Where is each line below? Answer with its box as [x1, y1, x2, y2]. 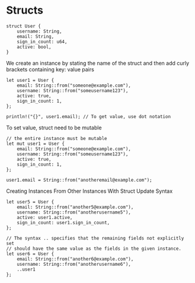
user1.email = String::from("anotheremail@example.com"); [6, 177, 152, 183]
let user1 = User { [6, 77, 55, 83]
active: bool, [17, 44, 52, 50]
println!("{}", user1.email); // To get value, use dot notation [6, 113, 171, 119]
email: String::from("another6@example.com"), [17, 256, 134, 262]
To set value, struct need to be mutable [6, 124, 102, 131]
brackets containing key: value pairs [6, 66, 95, 73]
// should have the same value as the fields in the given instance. [6, 246, 182, 252]
